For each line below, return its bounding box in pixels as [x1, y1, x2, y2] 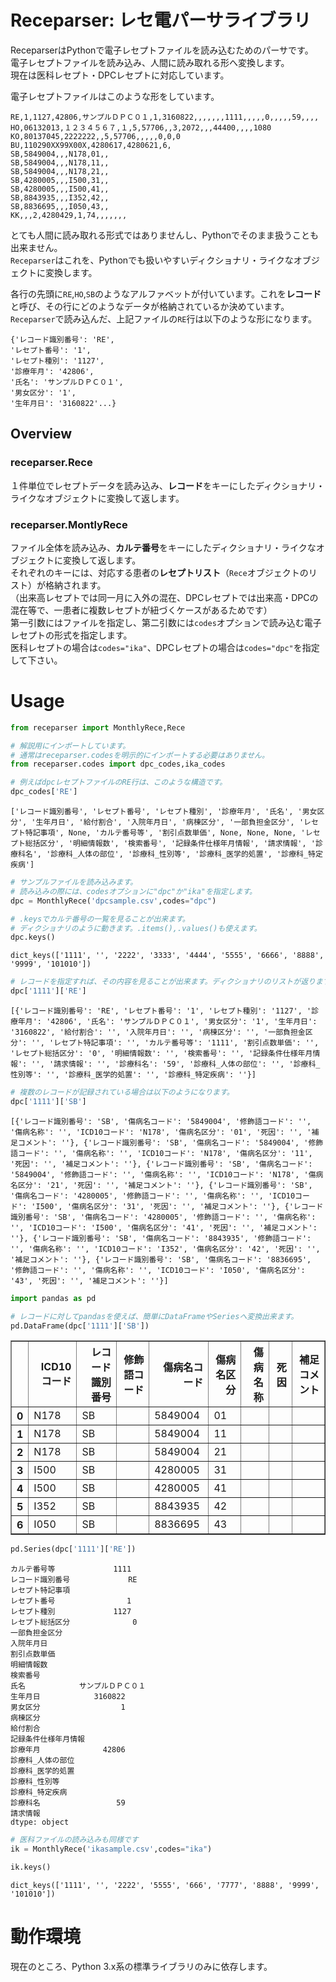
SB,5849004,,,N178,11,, [10, 157, 110, 168]
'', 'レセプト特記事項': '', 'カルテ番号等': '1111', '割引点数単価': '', [31, 1038, 320, 1048]
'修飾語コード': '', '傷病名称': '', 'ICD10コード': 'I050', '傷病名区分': [10, 1265, 306, 1275]
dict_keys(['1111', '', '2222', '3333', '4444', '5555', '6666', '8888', [10, 951, 325, 961]
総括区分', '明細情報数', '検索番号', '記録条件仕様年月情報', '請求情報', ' [24, 839, 317, 849]
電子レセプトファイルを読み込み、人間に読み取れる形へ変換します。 [10, 56, 290, 68]
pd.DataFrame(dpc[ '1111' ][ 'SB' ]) [10, 1321, 150, 1331]
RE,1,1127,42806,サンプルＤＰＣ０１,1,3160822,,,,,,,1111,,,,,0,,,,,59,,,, [10, 112, 320, 122]
